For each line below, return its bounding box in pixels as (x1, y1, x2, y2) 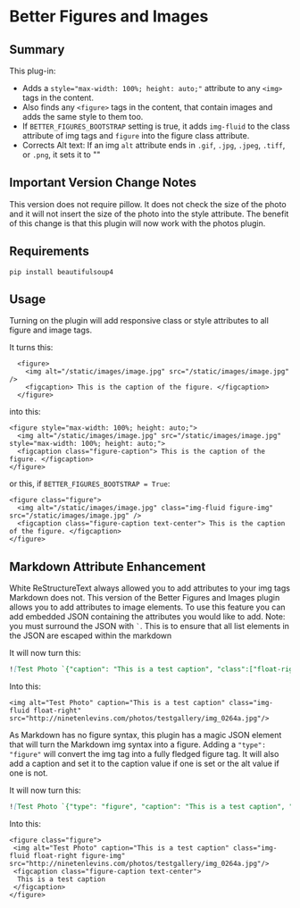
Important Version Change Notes (9, 175, 196, 190)
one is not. (9, 768, 48, 778)
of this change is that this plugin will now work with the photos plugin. (9, 217, 266, 229)
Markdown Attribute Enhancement (9, 559, 206, 574)
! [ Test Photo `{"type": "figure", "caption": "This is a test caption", (9, 803, 286, 811)
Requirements (9, 244, 89, 259)
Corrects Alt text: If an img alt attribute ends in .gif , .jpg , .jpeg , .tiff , (21, 140, 286, 150)
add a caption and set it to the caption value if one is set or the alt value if (9, 758, 279, 769)
